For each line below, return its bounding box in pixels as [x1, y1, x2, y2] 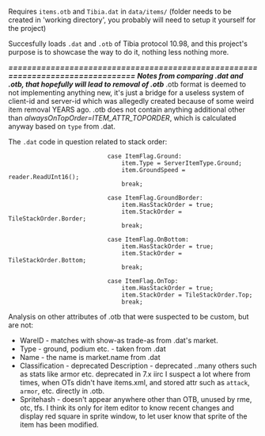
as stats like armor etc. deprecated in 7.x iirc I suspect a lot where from [19, 369, 251, 379]
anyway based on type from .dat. [8, 122, 116, 131]
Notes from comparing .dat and [137, 71, 244, 80]
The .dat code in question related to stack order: [8, 137, 168, 146]
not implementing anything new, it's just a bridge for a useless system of [8, 88, 244, 98]
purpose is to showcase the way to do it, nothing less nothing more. [8, 48, 229, 56]
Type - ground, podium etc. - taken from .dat [19, 344, 166, 354]
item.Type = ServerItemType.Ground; [121, 159, 243, 167]
